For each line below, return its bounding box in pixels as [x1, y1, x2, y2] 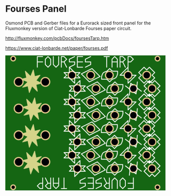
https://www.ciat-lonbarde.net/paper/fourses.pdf [5, 45, 108, 51]
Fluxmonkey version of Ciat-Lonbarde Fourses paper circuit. [5, 25, 132, 31]
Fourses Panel [5, 3, 67, 15]
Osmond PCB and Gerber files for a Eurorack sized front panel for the [5, 20, 151, 26]
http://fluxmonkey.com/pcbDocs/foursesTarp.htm [5, 35, 109, 41]
